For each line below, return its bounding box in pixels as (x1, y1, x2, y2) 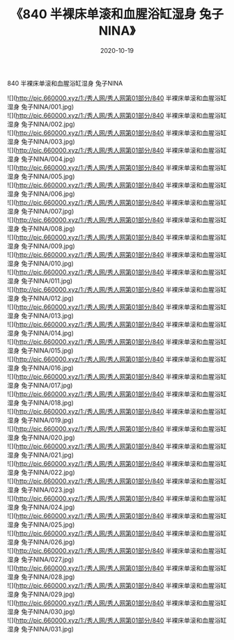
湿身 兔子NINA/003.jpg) (7, 137, 75, 146)
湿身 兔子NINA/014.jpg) (7, 329, 75, 337)
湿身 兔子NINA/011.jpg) (7, 276, 73, 285)
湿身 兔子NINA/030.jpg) (7, 607, 75, 616)
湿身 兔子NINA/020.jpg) (7, 433, 75, 442)
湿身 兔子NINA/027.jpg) (7, 555, 75, 563)
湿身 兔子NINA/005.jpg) (7, 172, 75, 180)
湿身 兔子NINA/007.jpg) (7, 207, 75, 215)
